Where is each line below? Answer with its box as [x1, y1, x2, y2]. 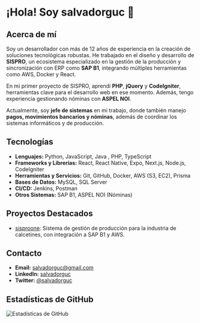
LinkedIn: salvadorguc [14, 270, 71, 278]
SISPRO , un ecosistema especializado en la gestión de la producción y [6, 58, 181, 65]
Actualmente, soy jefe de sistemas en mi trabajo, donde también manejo [6, 107, 186, 113]
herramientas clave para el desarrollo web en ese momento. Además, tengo [6, 89, 194, 95]
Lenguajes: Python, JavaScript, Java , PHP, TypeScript [14, 152, 152, 160]
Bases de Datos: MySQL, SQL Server [14, 178, 108, 186]
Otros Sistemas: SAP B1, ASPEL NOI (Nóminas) [14, 191, 133, 198]
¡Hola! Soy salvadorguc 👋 [6, 5, 135, 19]
